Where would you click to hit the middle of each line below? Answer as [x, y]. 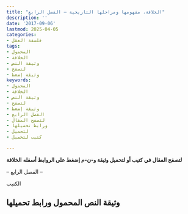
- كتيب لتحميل [24, 137]
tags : [13, 46]
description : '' [27, 18]
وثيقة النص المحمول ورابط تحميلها [63, 203]
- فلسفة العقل [24, 40]
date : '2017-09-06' [31, 23]
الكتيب [14, 183]
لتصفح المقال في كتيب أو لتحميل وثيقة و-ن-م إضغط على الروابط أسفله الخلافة [94, 160]
